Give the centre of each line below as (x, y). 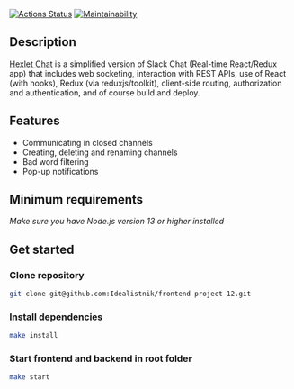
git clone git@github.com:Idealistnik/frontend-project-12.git (130, 294)
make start (30, 377)
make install (34, 336)
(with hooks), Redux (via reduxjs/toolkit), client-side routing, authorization (146, 83)
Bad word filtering (55, 161)
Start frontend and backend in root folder (101, 358)
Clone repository (47, 275)
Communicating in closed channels (87, 142)
